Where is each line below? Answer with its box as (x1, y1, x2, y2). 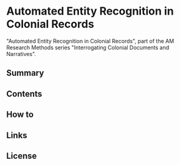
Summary (6, 68, 44, 79)
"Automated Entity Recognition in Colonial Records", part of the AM (6, 37, 175, 44)
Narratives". (6, 50, 36, 57)
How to (6, 110, 34, 120)
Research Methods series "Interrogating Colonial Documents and (6, 44, 170, 51)
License (6, 150, 37, 161)
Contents (6, 88, 43, 99)
